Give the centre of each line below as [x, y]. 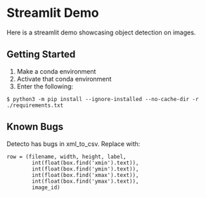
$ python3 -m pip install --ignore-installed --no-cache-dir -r [103, 99]
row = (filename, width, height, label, [67, 157]
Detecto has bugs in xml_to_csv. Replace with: [73, 144]
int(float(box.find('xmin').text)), [85, 163]
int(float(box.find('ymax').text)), [85, 181]
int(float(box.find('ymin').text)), [85, 169]
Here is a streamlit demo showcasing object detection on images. [101, 32]
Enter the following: [45, 86]
